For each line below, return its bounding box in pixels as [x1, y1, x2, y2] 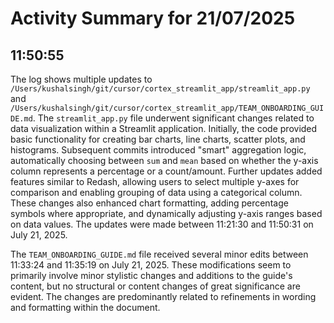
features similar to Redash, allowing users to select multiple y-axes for [10, 176, 300, 187]
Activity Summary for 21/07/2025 [10, 7, 296, 30]
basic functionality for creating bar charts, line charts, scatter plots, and [10, 133, 306, 145]
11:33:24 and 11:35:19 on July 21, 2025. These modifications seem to [10, 259, 292, 271]
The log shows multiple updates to [10, 73, 153, 85]
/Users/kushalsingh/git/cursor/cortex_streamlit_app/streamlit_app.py [10, 84, 311, 94]
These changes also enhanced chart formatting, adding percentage [10, 197, 289, 209]
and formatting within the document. [10, 302, 161, 313]
